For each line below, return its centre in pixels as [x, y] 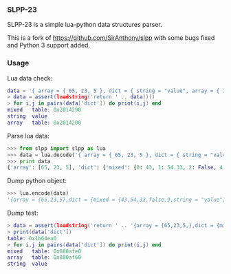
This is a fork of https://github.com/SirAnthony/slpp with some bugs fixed [111, 38]
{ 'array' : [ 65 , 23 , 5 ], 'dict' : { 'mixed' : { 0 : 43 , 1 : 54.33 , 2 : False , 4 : [117, 168]
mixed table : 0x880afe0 [44, 251]
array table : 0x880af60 [44, 257]
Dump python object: [37, 181]
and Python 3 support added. [49, 45]
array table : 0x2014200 [44, 123]
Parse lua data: [29, 136]
